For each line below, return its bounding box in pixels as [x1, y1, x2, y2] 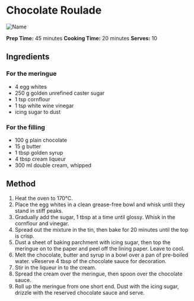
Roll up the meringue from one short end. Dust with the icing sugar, [14, 283, 179, 290]
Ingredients [6, 52, 50, 62]
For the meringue [6, 69, 57, 78]
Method [6, 179, 36, 189]
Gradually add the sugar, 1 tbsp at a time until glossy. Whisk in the [14, 213, 176, 220]
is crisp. [14, 232, 34, 239]
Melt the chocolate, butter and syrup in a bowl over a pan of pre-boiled [14, 251, 189, 258]
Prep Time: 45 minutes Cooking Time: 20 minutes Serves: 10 [6, 34, 157, 41]
